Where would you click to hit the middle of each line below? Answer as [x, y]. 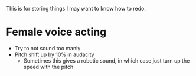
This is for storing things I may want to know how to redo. [76, 8]
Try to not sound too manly [48, 48]
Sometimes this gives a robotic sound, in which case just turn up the [107, 60]
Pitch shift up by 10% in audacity [54, 54]
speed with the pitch [48, 67]
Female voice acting [56, 32]
